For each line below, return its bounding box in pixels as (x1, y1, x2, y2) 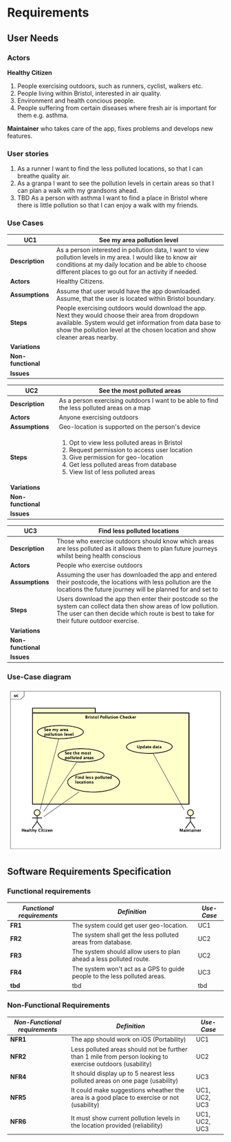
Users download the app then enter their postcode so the (56, 595, 219, 603)
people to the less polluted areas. (71, 972, 166, 980)
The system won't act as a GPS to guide (71, 964, 185, 973)
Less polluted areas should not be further (71, 1045, 188, 1053)
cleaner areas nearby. (56, 332, 118, 341)
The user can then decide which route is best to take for (56, 609, 215, 617)
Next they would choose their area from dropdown (56, 311, 199, 319)
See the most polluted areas (98, 386, 181, 394)
